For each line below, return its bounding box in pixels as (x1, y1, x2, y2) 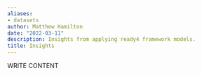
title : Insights (7, 42, 55, 49)
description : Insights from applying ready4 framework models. (7, 36, 196, 43)
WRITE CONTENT (7, 62, 59, 69)
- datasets (7, 17, 39, 24)
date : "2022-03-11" (7, 29, 65, 37)
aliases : (7, 10, 33, 17)
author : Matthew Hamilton (7, 23, 83, 30)
